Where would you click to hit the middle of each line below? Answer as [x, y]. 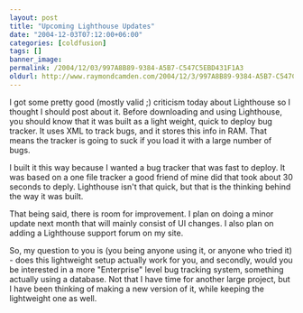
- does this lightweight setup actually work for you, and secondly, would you [151, 260]
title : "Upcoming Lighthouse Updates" [82, 26]
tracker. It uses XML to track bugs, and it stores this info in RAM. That [138, 131]
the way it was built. [46, 196]
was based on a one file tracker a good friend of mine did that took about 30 [151, 177]
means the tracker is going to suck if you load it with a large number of [141, 140]
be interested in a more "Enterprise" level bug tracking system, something [147, 269]
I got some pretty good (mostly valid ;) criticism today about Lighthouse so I [150, 102]
